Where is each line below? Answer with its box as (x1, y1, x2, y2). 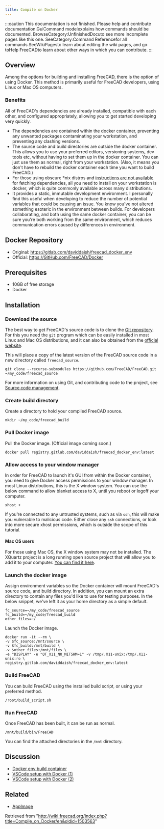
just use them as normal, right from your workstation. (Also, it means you (12, 159, 160, 165)
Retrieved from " (5, 813, 38, 819)
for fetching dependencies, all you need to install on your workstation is (12, 180, 157, 186)
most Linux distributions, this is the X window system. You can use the (5, 482, 147, 489)
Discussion (5, 752, 40, 761)
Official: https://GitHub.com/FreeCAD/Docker (12, 254, 103, 260)
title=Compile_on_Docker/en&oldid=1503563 (5, 818, 95, 824)
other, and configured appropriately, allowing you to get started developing (5, 113, 157, 119)
